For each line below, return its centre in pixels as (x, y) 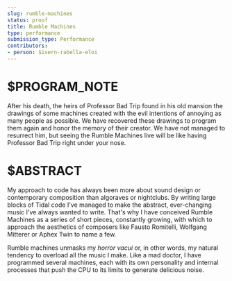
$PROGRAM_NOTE (63, 87)
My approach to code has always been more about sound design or (104, 190)
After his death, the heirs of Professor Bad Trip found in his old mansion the (115, 105)
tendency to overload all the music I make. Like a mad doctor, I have (104, 255)
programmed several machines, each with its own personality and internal (113, 262)
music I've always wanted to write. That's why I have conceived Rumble (110, 212)
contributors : (28, 46)
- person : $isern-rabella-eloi (52, 53)
